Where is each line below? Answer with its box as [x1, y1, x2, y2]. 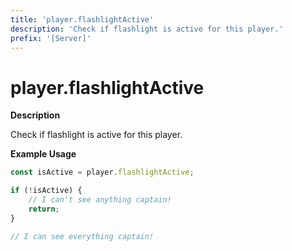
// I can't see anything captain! [28, 195, 172, 205]
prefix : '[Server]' [10, 33, 92, 43]
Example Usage [10, 148, 77, 160]
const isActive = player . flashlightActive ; [10, 167, 195, 178]
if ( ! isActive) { [10, 186, 83, 196]
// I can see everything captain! [10, 231, 155, 241]
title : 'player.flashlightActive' [10, 14, 155, 25]
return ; [28, 204, 60, 214]
